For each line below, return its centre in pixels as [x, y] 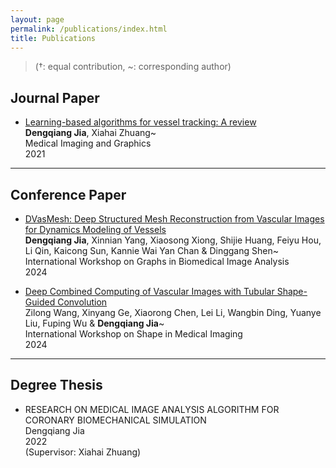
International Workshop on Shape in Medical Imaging [133, 334]
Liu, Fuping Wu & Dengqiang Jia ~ [94, 323]
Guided [40, 302]
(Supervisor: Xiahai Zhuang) [83, 452]
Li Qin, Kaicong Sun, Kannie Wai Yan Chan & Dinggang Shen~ [151, 250]
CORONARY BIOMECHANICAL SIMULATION [115, 420]
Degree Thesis [56, 385]
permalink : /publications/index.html [89, 29]
